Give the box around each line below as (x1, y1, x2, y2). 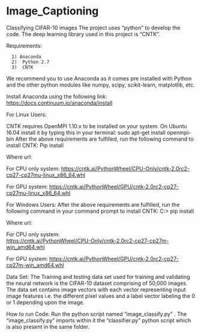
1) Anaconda (11, 53, 42, 60)
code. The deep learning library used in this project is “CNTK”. (6, 30, 160, 37)
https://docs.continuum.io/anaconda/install (6, 99, 113, 106)
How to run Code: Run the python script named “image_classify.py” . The (6, 310, 187, 317)
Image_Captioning (6, 4, 99, 18)
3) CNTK (11, 64, 34, 70)
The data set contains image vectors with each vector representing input (6, 286, 186, 293)
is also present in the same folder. (6, 323, 90, 330)
